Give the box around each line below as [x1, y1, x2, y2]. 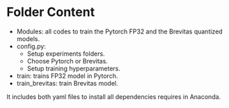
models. [16, 34, 40, 43]
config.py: [16, 42, 46, 50]
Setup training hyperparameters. [26, 64, 121, 72]
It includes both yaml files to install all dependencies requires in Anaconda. [6, 92, 221, 101]
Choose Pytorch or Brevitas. [26, 56, 109, 65]
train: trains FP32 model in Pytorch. [16, 71, 118, 80]
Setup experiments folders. [26, 49, 105, 58]
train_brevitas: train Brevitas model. [16, 79, 118, 87]
